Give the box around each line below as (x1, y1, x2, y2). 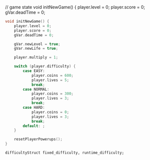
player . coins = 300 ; (31, 91, 74, 96)
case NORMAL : (23, 87, 50, 92)
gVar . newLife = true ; (14, 46, 58, 51)
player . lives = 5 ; (31, 77, 69, 83)
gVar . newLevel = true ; (14, 41, 60, 46)
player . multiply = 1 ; (14, 55, 58, 60)
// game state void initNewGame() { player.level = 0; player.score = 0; (5, 4, 145, 10)
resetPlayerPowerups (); (14, 137, 63, 142)
